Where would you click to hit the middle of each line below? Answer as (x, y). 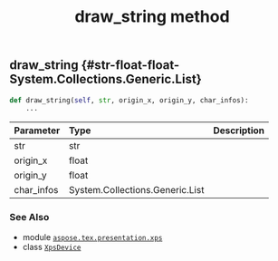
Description (239, 130)
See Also (29, 217)
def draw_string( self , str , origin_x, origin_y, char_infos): (129, 100)
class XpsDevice (52, 246)
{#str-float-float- (130, 65)
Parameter (37, 130)
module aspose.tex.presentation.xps (92, 237)
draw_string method (152, 17)
